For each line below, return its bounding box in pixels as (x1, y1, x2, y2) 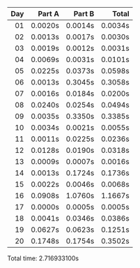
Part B (73, 9, 95, 18)
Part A (38, 9, 59, 18)
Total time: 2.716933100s (7, 254, 79, 262)
